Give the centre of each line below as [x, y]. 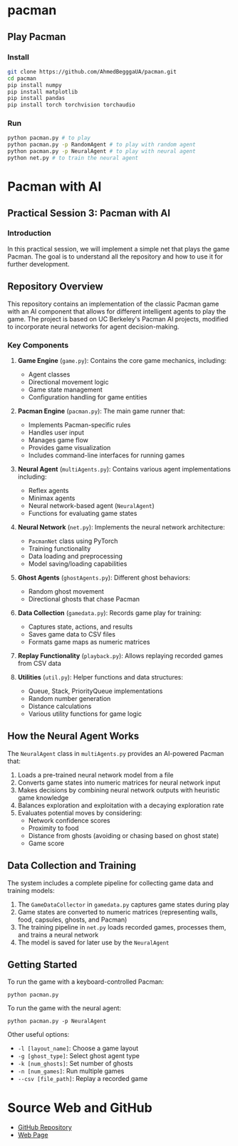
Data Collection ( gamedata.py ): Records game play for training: [109, 612]
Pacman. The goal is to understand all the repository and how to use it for [115, 256]
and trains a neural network [58, 935]
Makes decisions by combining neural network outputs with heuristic [119, 790]
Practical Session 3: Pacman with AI [89, 213]
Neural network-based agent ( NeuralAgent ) [91, 505]
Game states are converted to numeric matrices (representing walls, [118, 912]
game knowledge [43, 797]
